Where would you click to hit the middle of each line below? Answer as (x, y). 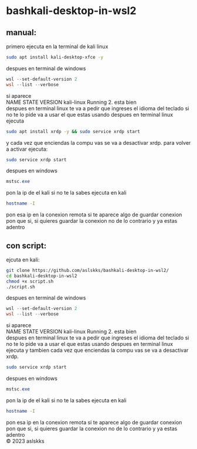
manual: (21, 33)
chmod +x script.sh (30, 281)
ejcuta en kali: (23, 260)
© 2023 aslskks (26, 441)
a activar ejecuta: (27, 149)
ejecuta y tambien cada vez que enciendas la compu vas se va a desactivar (97, 351)
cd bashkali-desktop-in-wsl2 (42, 276)
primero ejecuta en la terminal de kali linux (57, 46)
